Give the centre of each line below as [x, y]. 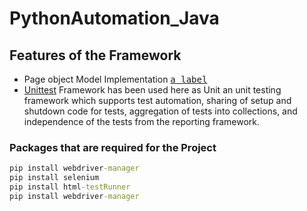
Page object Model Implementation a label [115, 79]
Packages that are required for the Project [113, 147]
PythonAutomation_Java [114, 18]
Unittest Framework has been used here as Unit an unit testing [152, 90]
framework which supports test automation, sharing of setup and [157, 100]
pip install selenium [54, 178]
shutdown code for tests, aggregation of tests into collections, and [160, 111]
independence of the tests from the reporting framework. [142, 121]
